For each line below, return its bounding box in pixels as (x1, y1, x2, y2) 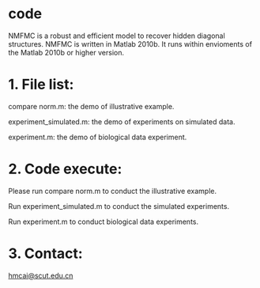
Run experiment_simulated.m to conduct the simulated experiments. (8, 201, 230, 210)
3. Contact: (8, 244, 83, 262)
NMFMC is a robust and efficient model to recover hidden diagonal (8, 31, 225, 40)
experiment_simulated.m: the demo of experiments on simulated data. (8, 116, 236, 127)
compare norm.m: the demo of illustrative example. (8, 101, 175, 111)
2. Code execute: (8, 160, 122, 178)
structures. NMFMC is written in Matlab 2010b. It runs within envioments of (8, 39, 253, 48)
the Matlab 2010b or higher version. (8, 47, 125, 57)
